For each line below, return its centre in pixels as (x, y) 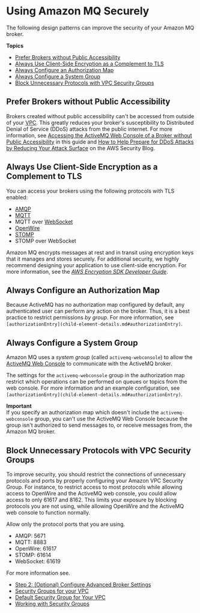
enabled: (17, 197)
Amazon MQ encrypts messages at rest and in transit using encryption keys (100, 252)
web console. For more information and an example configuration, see (93, 388)
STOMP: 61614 (33, 555)
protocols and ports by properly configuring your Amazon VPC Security (95, 481)
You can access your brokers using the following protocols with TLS (90, 191)
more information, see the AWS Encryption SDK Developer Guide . (87, 271)
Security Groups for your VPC (52, 591)
